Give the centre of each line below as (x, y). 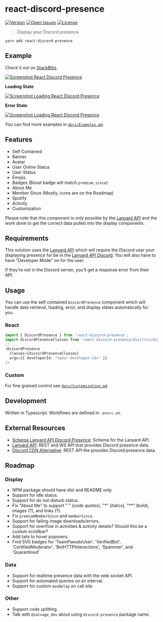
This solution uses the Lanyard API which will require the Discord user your (80, 250)
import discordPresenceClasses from (42, 340)
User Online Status (31, 167)
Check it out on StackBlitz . (32, 67)
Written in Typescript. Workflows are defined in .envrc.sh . (63, 413)
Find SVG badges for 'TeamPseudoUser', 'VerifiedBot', (66, 542)
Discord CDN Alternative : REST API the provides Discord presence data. (84, 450)
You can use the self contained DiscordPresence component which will (75, 302)
